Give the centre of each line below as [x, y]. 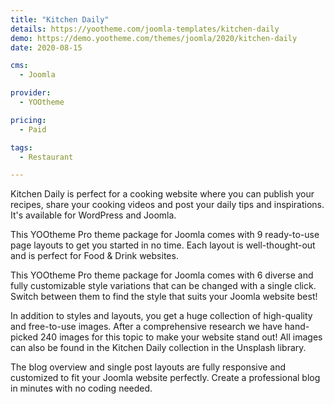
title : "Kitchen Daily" [60, 19]
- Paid [33, 129]
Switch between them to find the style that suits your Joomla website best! [164, 297]
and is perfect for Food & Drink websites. [94, 256]
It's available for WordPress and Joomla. [93, 215]
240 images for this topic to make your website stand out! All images [181, 337]
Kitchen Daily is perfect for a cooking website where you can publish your [162, 194]
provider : [31, 93]
